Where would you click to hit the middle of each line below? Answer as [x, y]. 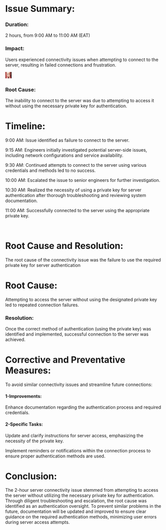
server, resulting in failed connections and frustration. [61, 65]
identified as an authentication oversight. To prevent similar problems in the [83, 506]
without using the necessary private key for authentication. [66, 106]
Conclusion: [31, 476]
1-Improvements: [23, 396]
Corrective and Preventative [65, 360]
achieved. [15, 340]
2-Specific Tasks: [24, 424]
